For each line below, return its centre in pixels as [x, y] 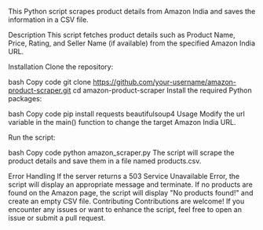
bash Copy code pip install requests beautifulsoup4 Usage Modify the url [127, 114]
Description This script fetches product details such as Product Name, [122, 35]
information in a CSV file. [48, 20]
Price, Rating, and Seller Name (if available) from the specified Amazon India [132, 43]
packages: [25, 99]
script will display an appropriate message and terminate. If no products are [130, 184]
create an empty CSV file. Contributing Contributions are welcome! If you [126, 201]
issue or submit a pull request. [57, 218]
